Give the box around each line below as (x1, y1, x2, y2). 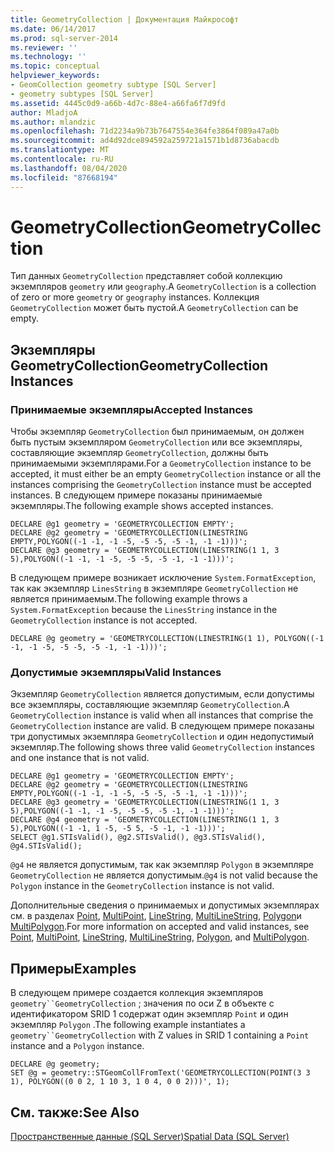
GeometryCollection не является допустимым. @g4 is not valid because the (10, 869, 318, 881)
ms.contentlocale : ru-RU (10, 154, 114, 164)
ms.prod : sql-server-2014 (10, 33, 118, 43)
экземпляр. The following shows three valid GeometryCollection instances (10, 741, 315, 753)
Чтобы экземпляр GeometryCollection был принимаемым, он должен (10, 426, 305, 438)
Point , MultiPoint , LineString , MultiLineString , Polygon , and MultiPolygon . (10, 931, 310, 943)
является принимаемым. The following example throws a (10, 593, 248, 605)
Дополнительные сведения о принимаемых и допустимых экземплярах (10, 899, 320, 911)
